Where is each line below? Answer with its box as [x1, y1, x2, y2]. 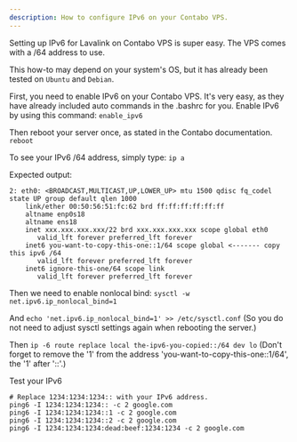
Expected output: [9, 169, 73, 180]
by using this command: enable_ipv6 [9, 109, 143, 120]
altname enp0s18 [25, 210, 86, 219]
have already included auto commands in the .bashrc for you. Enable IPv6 [9, 100, 280, 111]
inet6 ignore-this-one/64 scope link [25, 264, 165, 273]
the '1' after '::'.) [9, 358, 67, 369]
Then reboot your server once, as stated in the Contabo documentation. [9, 126, 273, 138]
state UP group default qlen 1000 [9, 194, 138, 203]
